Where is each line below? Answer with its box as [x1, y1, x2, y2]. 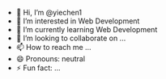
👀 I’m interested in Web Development [15, 16, 140, 26]
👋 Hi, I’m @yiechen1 [15, 8, 83, 17]
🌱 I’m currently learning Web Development [15, 25, 158, 34]
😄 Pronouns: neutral [15, 54, 86, 64]
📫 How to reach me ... [15, 43, 92, 52]
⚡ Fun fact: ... [15, 63, 61, 73]
